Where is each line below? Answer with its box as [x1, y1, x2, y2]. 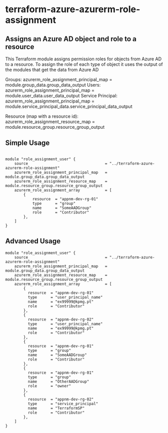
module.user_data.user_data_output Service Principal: [5, 93, 118, 98]
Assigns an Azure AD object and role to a [5, 34, 137, 43]
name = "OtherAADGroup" [27, 379, 90, 384]
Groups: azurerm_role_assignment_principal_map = [5, 77, 112, 82]
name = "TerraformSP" [27, 406, 85, 411]
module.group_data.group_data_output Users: [5, 82, 101, 88]
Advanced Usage [5, 237, 61, 245]
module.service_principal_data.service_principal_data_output [5, 103, 133, 110]
